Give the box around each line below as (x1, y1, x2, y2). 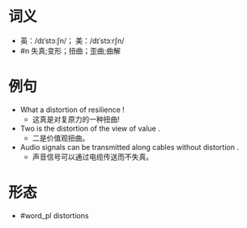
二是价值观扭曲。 (32, 133, 90, 143)
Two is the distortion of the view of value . (19, 123, 160, 133)
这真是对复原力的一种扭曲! (32, 114, 120, 124)
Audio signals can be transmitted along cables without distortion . (19, 142, 239, 152)
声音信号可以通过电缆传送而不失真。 (32, 152, 154, 161)
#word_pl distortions (19, 210, 89, 220)
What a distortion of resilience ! (19, 105, 126, 114)
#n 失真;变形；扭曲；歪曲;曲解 (19, 45, 121, 55)
